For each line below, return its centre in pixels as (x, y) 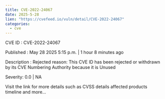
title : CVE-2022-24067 (29, 10)
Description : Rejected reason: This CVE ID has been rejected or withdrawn (83, 62)
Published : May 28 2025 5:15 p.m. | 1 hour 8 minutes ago (64, 52)
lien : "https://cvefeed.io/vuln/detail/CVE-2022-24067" (65, 19)
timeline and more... (26, 92)
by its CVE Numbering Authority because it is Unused (60, 67)
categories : (18, 24)
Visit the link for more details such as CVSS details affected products (76, 87)
